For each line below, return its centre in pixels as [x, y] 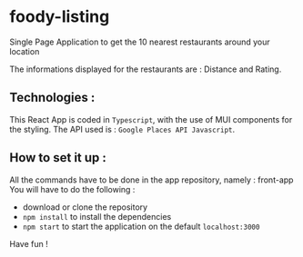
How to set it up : [58, 158]
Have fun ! [29, 243]
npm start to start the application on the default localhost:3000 [141, 226]
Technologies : [52, 98]
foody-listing [60, 17]
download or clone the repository [85, 207]
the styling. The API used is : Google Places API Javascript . [122, 129]
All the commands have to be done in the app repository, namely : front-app [151, 180]
